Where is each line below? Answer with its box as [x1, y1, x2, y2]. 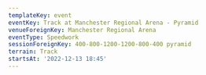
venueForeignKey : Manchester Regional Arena [8, 26, 156, 34]
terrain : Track [8, 48, 58, 55]
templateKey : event [8, 11, 72, 20]
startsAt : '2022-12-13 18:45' [8, 55, 108, 63]
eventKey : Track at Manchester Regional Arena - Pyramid [8, 19, 199, 27]
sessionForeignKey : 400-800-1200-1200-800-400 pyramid [8, 41, 192, 48]
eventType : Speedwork [8, 33, 79, 41]
